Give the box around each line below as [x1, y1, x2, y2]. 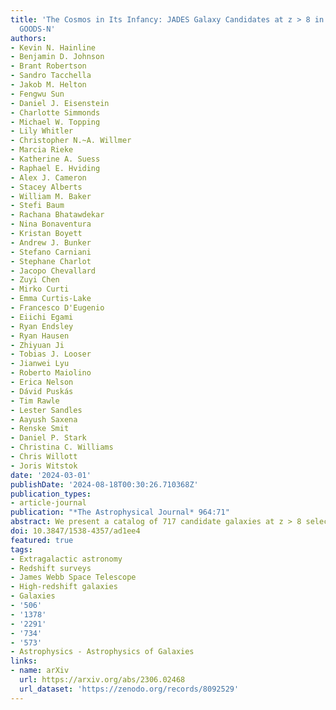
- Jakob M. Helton [10, 80, 87, 90]
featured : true [10, 535, 74, 545]
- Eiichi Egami [10, 312, 74, 322]
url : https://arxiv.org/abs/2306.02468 [19, 675, 186, 685]
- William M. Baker [10, 191, 92, 201]
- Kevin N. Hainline [10, 42, 97, 53]
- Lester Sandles [10, 405, 83, 415]
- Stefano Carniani [10, 247, 92, 257]
